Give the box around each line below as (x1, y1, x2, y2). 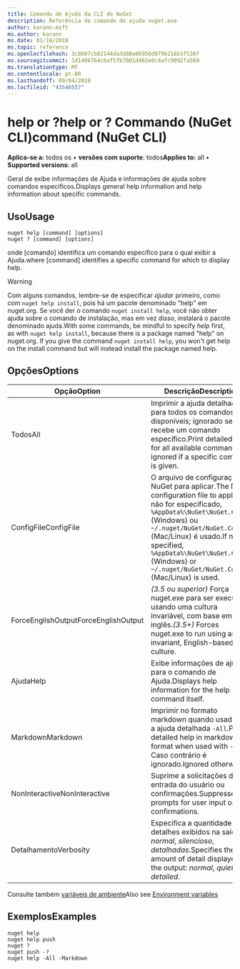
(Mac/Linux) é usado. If (151, 531, 227, 541)
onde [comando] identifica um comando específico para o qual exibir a (7, 248, 216, 257)
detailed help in (151, 732, 202, 742)
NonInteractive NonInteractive (11, 788, 111, 798)
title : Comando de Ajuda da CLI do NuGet (7, 10, 133, 18)
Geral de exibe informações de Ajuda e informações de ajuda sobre (7, 174, 206, 183)
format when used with (151, 741, 229, 751)
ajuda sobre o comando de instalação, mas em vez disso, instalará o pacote (7, 314, 231, 322)
